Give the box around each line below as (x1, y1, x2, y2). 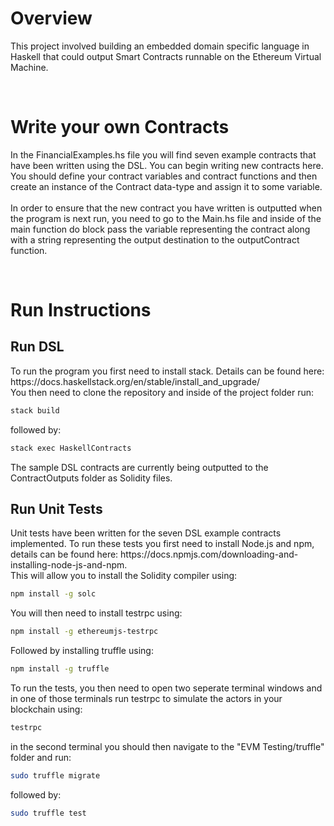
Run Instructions (10, 299, 152, 322)
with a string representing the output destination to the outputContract (10, 233, 300, 246)
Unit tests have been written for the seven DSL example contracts (10, 527, 282, 539)
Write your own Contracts (10, 116, 230, 139)
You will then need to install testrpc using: (10, 607, 183, 619)
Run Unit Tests (10, 501, 103, 518)
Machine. (10, 61, 49, 73)
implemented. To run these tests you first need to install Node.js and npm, (10, 538, 315, 550)
